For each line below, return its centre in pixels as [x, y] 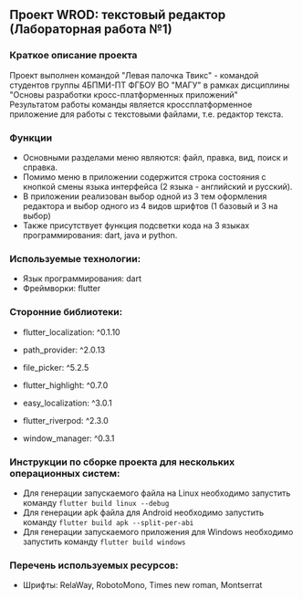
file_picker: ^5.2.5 [56, 367]
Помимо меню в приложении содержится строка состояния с [144, 176]
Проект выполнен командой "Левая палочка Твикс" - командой [134, 75]
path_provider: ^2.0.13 [64, 350]
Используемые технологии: [75, 258]
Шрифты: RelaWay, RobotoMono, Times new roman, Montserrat [142, 585]
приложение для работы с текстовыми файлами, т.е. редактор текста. [146, 114]
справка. [40, 167]
